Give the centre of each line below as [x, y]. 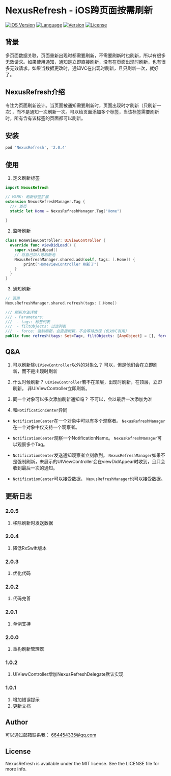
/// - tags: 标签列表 [28, 322]
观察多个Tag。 [32, 444]
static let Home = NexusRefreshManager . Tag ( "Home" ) [66, 211]
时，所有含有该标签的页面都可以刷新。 [45, 118]
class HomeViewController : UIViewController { [55, 241]
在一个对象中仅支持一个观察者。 [46, 427]
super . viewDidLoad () [36, 250]
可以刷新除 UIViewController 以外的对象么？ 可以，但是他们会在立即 [83, 365]
